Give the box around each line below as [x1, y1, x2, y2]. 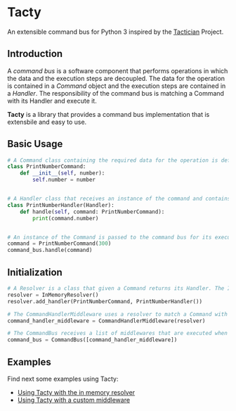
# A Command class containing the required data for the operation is [7, 156, 218, 164]
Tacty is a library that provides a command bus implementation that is [7, 110, 210, 118]
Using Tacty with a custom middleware [17, 396, 131, 404]
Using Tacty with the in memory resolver [17, 388, 136, 396]
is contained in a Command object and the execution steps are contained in [7, 82, 226, 90]
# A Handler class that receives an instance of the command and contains [7, 195, 231, 203]
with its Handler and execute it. [7, 96, 97, 105]
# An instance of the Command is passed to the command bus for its [7, 234, 212, 241]
